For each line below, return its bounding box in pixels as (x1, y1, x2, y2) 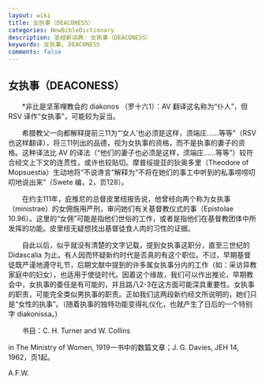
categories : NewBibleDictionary (8, 26, 114, 34)
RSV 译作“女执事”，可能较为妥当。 (8, 111, 120, 120)
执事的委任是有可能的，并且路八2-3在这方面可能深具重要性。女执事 (35, 279, 255, 289)
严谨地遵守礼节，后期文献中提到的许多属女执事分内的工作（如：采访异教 (21, 260, 257, 269)
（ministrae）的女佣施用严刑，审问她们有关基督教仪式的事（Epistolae (8, 204, 234, 213)
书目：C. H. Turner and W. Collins (21, 326, 131, 335)
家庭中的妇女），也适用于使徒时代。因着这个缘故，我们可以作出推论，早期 (8, 269, 247, 279)
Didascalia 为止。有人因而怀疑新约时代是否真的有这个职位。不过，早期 (8, 249, 237, 260)
